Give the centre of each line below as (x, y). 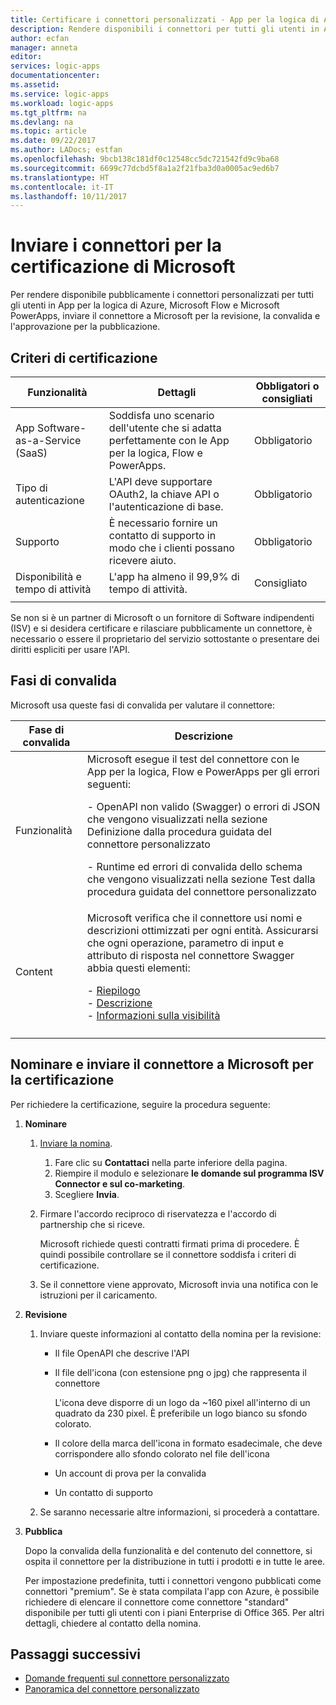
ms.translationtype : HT (60, 177)
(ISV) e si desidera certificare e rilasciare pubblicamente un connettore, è (161, 628)
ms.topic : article (48, 131)
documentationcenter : (55, 76)
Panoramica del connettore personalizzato (112, 1689)
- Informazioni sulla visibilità (153, 1015)
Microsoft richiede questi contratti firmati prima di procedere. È (169, 1243)
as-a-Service (48, 440)
